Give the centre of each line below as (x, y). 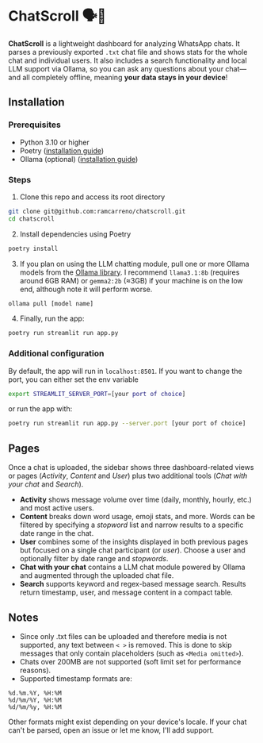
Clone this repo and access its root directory (92, 197)
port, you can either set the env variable (73, 379)
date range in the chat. (57, 533)
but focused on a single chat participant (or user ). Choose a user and (132, 550)
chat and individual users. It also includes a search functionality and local (128, 60)
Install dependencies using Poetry (75, 234)
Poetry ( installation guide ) (62, 150)
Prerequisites (34, 125)
